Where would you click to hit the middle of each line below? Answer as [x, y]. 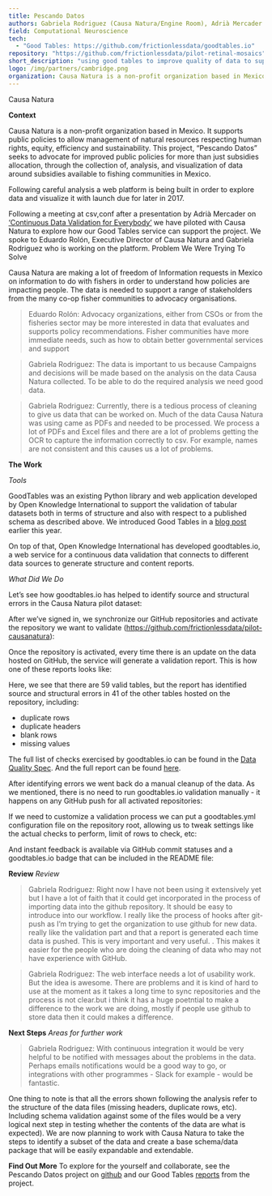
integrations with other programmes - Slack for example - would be [140, 1074]
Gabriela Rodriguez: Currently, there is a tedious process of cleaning [142, 405]
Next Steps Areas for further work [66, 1032]
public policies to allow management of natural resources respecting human [135, 139]
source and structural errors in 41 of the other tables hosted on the [119, 693]
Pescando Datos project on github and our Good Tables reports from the [129, 1174]
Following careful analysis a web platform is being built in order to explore [132, 189]
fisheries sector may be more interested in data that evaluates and [138, 322]
